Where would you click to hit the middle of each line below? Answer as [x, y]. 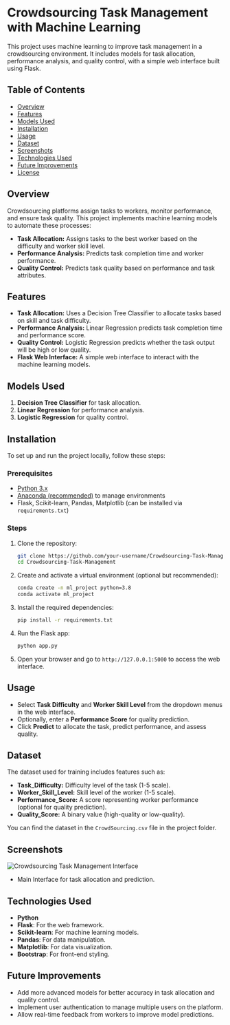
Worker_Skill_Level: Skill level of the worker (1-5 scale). [96, 792]
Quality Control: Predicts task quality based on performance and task [116, 268]
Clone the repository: [47, 543]
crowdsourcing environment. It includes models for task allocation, [101, 54]
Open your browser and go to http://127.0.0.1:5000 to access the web [118, 659]
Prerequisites [30, 473]
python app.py [37, 646]
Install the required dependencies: [66, 608]
